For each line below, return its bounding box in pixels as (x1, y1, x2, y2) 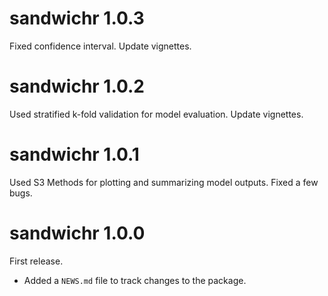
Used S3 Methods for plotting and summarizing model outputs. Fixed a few (9, 176, 319, 188)
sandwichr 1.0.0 (9, 222, 146, 244)
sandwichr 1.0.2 (9, 75, 146, 98)
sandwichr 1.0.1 (9, 143, 140, 166)
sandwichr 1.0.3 (9, 7, 145, 30)
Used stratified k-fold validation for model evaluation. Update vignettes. (9, 108, 304, 120)
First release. (9, 255, 64, 267)
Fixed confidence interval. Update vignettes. (9, 40, 192, 52)
